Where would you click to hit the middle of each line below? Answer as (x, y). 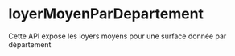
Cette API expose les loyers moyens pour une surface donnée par (117, 36)
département (30, 44)
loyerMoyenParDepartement (106, 14)
